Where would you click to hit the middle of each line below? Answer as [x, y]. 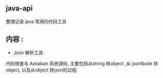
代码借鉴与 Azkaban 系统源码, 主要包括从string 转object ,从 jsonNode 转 [82, 63]
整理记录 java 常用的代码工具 [36, 21]
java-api [19, 8]
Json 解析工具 [28, 52]
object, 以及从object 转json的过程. [42, 70]
